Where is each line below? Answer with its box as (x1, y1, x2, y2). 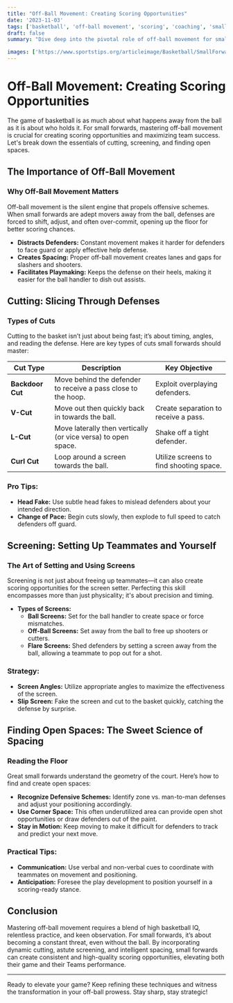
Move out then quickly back (54, 404, 145, 414)
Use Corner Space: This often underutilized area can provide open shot (17, 808, 223, 816)
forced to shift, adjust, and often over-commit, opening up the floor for (7, 217, 208, 226)
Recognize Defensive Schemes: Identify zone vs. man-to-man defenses (17, 793, 226, 801)
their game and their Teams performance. (7, 961, 126, 969)
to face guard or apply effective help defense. (17, 245, 148, 254)
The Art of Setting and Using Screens (7, 560, 135, 570)
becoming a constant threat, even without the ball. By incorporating (7, 938, 200, 947)
